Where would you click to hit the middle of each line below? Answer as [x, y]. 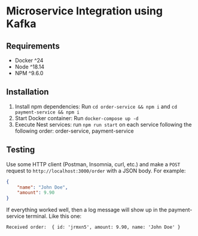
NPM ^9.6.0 [29, 73]
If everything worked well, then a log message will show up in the [87, 210]
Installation [28, 92]
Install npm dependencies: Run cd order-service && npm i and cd [96, 106]
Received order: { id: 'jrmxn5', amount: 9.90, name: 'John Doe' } [93, 227]
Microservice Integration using [85, 11]
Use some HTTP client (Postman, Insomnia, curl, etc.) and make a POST [93, 164]
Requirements [33, 46]
